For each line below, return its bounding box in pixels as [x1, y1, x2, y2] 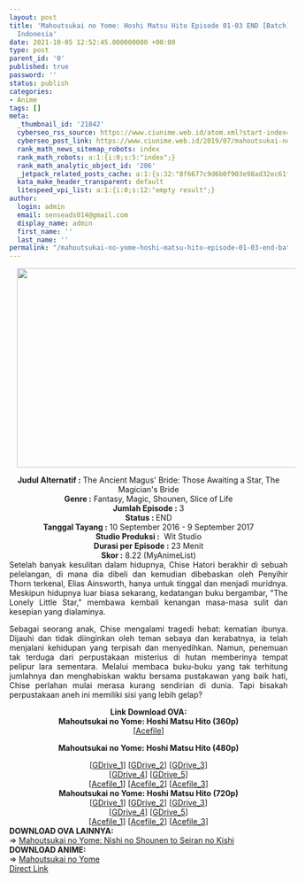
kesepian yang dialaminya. [9, 607, 106, 617]
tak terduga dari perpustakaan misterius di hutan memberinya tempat [9, 652, 288, 662]
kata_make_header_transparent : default [17, 178, 164, 187]
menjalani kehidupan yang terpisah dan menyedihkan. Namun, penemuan [9, 643, 288, 654]
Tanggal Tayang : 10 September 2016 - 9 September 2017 [42, 522, 255, 532]
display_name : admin [17, 219, 93, 228]
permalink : [9, 244, 50, 252]
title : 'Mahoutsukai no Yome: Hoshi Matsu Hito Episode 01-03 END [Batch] [9, 21, 291, 30]
